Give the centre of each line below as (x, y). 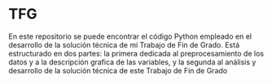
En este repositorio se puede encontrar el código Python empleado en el (130, 36)
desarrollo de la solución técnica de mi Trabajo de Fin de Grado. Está (124, 44)
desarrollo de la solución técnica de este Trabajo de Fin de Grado (118, 70)
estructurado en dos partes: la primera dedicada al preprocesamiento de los (136, 53)
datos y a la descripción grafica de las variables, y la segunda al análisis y (132, 62)
